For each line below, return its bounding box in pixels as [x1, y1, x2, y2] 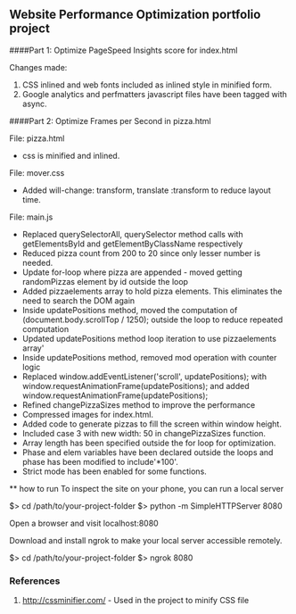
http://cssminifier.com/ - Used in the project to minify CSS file [21, 595, 250, 606]
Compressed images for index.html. [21, 409, 154, 419]
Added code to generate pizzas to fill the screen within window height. [21, 419, 283, 429]
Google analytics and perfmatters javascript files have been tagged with [21, 88, 288, 99]
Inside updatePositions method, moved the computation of [21, 304, 238, 315]
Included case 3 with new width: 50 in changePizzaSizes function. [21, 427, 266, 438]
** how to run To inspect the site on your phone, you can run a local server [9, 483, 284, 494]
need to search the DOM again [21, 295, 136, 306]
